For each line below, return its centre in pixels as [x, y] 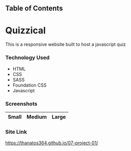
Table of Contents [34, 8]
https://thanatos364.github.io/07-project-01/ [52, 143]
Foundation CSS [29, 85]
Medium [37, 117]
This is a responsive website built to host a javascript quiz [65, 44]
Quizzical [26, 30]
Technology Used [27, 58]
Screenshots [21, 104]
